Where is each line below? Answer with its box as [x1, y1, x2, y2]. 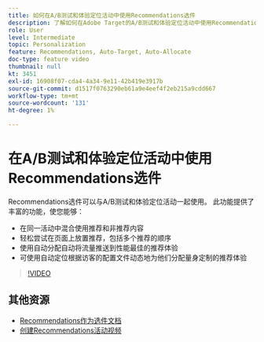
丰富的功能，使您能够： [8, 206, 84, 216]
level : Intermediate [8, 33, 76, 42]
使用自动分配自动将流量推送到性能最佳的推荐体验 [19, 243, 178, 252]
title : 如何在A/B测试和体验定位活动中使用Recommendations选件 [8, 11, 196, 20]
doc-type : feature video [8, 56, 90, 64]
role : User [8, 26, 44, 34]
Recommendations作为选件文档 [19, 315, 122, 325]
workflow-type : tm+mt [8, 92, 79, 100]
